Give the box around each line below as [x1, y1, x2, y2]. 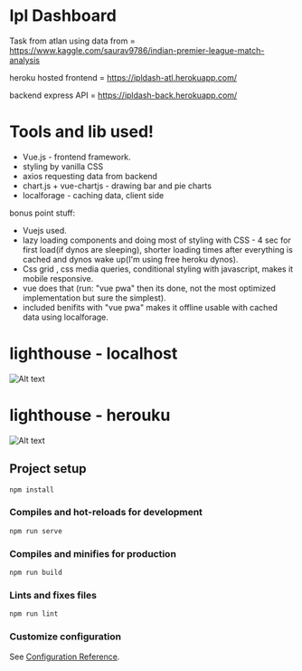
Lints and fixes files [9, 590, 98, 602]
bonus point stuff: [9, 207, 76, 218]
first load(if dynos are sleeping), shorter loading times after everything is [22, 244, 294, 254]
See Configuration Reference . [9, 651, 120, 662]
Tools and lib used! [9, 121, 155, 142]
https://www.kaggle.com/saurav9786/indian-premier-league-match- [9, 44, 265, 55]
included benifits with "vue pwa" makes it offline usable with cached [22, 302, 278, 312]
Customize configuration [9, 630, 122, 643]
